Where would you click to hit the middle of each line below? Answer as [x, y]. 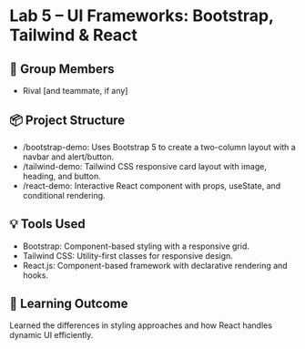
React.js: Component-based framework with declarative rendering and [155, 265]
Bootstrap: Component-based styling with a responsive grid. [136, 246]
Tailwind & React [74, 35]
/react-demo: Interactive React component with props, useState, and [152, 185]
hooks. [35, 275]
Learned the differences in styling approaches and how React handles [141, 325]
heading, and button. [62, 176]
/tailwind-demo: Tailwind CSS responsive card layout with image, [144, 166]
